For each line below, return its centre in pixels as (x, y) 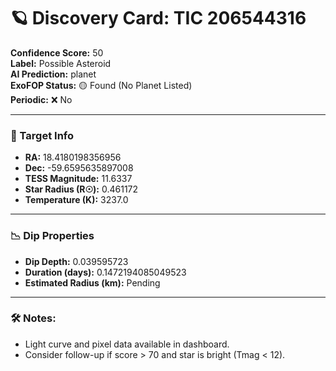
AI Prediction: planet (53, 74)
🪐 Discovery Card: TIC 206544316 (158, 18)
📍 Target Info (42, 135)
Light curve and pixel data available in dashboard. (127, 344)
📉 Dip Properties (52, 236)
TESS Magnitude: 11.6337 (78, 179)
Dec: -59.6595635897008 (79, 168)
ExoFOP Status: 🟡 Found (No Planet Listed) (101, 85)
